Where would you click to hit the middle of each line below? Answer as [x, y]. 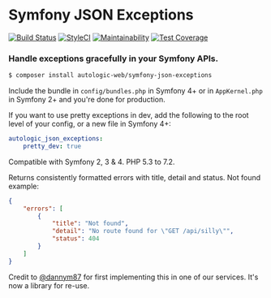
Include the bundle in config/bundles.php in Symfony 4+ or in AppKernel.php [136, 91]
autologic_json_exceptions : [56, 139]
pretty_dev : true [52, 146]
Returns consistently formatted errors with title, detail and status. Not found [135, 177]
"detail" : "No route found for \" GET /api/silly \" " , [142, 231]
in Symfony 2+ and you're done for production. [87, 100]
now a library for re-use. [49, 285]
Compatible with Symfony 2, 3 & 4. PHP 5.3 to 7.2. [92, 162]
